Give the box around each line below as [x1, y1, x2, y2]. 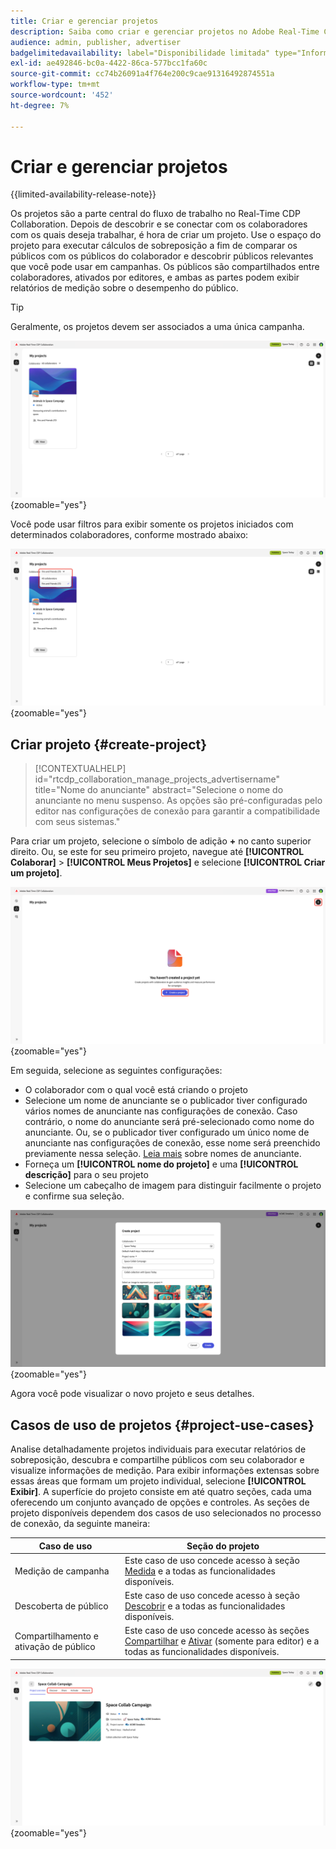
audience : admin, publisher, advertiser [10, 37, 182, 47]
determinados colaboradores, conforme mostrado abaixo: [10, 529, 249, 541]
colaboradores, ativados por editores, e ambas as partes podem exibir [10, 271, 300, 284]
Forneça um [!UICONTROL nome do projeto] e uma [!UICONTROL [24, 1158, 299, 1170]
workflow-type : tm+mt [10, 80, 101, 90]
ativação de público [14, 1640, 96, 1652]
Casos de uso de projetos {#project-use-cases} [10, 1416, 315, 1434]
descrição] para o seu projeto [24, 1169, 149, 1181]
